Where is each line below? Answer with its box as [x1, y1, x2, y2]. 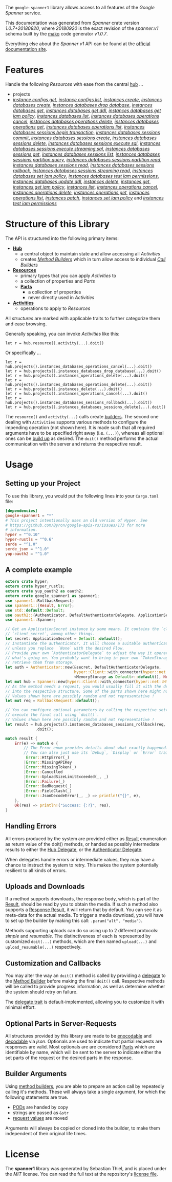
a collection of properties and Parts [20, 278, 95, 284]
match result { [5, 736, 38, 741]
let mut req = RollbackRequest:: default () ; [5, 698, 100, 704]
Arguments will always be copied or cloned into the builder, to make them [5, 1125, 160, 1131]
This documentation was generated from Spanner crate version [5, 20, 140, 26]
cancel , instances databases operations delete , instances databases [12, 118, 159, 124]
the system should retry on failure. [5, 989, 78, 995]
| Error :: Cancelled [24, 769, 63, 774]
